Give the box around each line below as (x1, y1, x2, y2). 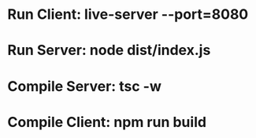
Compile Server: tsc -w (7, 77, 162, 95)
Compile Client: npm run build (7, 113, 206, 131)
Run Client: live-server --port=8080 (7, 5, 249, 24)
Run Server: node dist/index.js (7, 42, 211, 60)
